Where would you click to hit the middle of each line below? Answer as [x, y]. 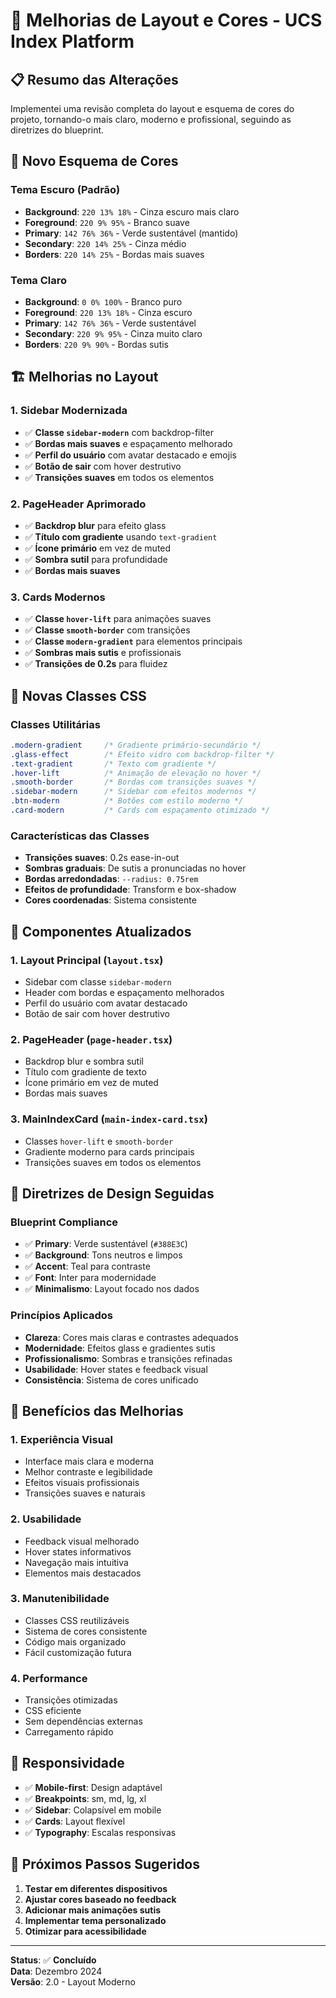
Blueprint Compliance [64, 1222]
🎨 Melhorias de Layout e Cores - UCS [166, 20]
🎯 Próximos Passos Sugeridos [105, 1864]
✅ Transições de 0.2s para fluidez [96, 664]
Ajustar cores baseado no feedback [100, 1899]
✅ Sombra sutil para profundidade [96, 559]
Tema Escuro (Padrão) [65, 190]
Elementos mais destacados [83, 1573]
